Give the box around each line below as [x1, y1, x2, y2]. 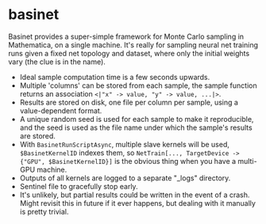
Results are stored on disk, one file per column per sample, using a [19, 97, 238, 107]
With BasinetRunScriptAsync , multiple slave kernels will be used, [19, 139, 230, 149]
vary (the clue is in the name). [8, 57, 106, 66]
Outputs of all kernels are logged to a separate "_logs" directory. [19, 173, 231, 183]
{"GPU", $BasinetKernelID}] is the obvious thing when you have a [19, 156, 237, 165]
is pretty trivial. [19, 207, 69, 216]
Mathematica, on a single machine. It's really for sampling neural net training [8, 40, 259, 49]
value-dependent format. [19, 105, 102, 116]
